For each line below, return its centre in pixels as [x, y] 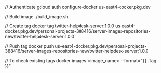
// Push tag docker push [30, 46]
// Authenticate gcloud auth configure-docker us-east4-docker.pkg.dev [78, 7]
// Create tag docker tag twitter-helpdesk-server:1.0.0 [60, 26]
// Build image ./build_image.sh [37, 16]
